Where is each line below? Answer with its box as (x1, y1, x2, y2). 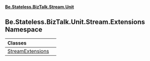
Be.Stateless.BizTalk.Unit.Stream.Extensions (5, 17, 145, 26)
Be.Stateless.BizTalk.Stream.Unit (5, 4, 74, 10)
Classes (7, 40, 27, 46)
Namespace (5, 25, 43, 33)
